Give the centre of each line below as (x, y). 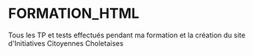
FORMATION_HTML (74, 14)
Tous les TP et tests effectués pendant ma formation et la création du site (127, 35)
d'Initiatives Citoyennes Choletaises (66, 43)
